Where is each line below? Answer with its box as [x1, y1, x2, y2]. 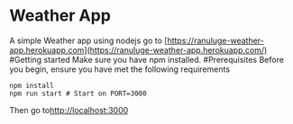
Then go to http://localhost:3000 [9, 104, 129, 115]
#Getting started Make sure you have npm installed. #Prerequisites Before [9, 54, 284, 65]
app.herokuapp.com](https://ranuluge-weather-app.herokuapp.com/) [9, 44, 268, 55]
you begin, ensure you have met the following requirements [9, 64, 231, 75]
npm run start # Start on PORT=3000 [9, 89, 147, 98]
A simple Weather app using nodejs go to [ [9, 35, 168, 46]
